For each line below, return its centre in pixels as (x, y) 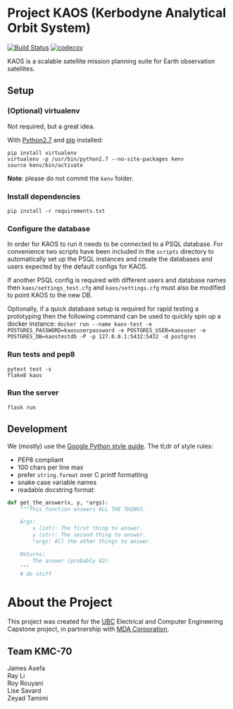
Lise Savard (24, 691)
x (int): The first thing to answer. (88, 529)
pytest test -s (30, 369)
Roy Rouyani (25, 683)
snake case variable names (57, 482)
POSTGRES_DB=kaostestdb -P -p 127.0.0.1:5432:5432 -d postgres (102, 337)
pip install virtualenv (42, 153)
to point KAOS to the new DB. (50, 295)
